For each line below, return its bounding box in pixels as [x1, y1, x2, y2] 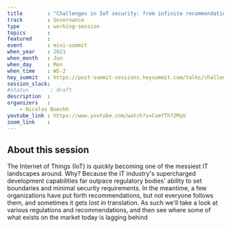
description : [7, 93, 51, 100]
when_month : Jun [7, 55, 63, 62]
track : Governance [7, 16, 85, 23]
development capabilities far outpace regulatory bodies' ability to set [7, 176, 202, 185]
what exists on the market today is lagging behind [7, 214, 148, 222]
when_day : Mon [7, 61, 63, 68]
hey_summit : [7, 73, 51, 81]
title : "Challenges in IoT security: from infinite [7, 10, 184, 17]
